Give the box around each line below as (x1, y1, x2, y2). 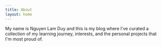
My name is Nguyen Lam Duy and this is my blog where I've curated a (5, 25, 149, 31)
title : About (5, 7, 32, 12)
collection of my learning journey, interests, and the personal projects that (5, 31, 157, 37)
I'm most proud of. (5, 36, 43, 42)
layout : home (5, 12, 32, 17)
